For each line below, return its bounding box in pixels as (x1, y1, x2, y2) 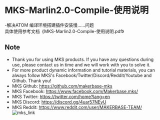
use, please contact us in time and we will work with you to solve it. (11, 61, 151, 67)
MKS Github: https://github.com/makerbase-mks (11, 83, 113, 89)
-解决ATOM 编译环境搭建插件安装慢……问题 (4, 22, 94, 28)
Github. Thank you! (11, 77, 51, 83)
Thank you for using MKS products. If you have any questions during (11, 56, 154, 62)
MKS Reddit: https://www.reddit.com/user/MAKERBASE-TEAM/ (11, 104, 142, 110)
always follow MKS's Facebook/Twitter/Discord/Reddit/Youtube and (11, 72, 152, 78)
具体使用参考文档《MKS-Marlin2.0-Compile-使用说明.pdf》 (4, 28, 124, 34)
